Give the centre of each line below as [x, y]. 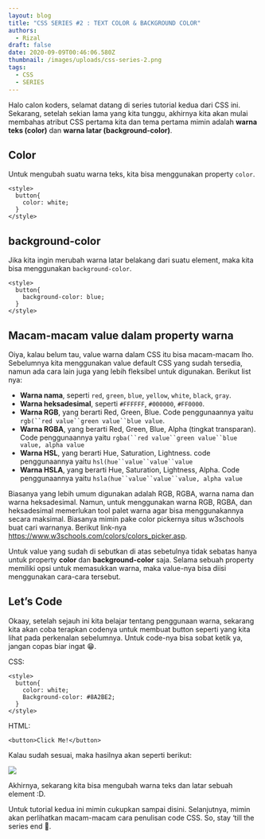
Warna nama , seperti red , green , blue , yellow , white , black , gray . [126, 395]
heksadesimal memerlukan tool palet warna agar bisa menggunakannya [126, 511]
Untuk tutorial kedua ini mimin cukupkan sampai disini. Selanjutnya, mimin [129, 809]
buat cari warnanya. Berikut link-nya [68, 527]
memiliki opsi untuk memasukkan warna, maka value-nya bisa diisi [117, 568]
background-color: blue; [64, 297]
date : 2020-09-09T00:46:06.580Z [62, 52]
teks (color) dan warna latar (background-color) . [90, 130]
